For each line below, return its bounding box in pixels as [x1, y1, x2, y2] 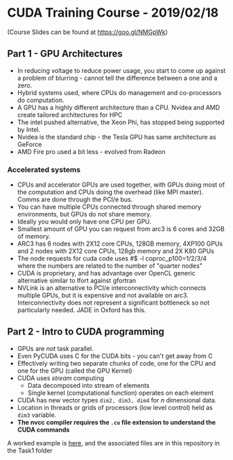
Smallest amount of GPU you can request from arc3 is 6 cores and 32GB [17, 225, 225, 233]
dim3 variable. [17, 411, 57, 419]
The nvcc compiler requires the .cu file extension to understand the [17, 418, 216, 426]
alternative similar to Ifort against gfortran [17, 276, 137, 285]
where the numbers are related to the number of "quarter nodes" [17, 262, 203, 270]
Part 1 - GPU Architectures [7, 48, 123, 60]
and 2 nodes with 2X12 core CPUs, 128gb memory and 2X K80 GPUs [17, 247, 215, 255]
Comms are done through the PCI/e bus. [17, 196, 133, 204]
